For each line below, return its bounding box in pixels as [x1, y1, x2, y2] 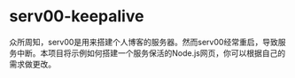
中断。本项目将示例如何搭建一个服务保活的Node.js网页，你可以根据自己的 [16, 47, 286, 58]
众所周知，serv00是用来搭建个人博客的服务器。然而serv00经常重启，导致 [9, 36, 279, 47]
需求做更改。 [9, 58, 56, 69]
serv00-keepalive [9, 6, 144, 27]
